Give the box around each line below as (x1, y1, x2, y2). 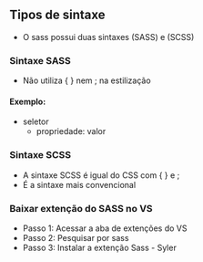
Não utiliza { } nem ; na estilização (22, 75, 152, 86)
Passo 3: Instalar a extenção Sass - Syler (22, 242, 178, 253)
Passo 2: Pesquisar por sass (22, 232, 129, 243)
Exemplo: (9, 96, 46, 107)
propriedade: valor (36, 126, 107, 137)
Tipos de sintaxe (9, 7, 107, 23)
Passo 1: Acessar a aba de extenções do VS (22, 223, 188, 234)
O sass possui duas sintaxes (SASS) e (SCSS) (22, 31, 195, 42)
